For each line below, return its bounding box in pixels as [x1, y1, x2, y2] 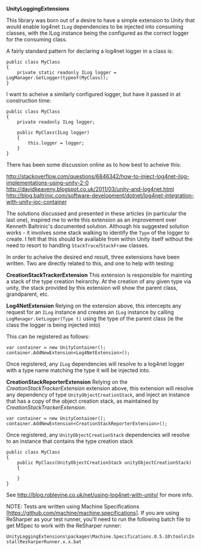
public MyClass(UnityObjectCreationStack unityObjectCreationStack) [17, 460, 192, 466]
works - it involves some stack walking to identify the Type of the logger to [6, 229, 190, 236]
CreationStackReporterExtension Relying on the [6, 378, 128, 385]
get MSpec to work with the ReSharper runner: [6, 522, 122, 529]
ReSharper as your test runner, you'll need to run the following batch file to [6, 516, 191, 523]
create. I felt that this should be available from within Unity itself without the [6, 235, 193, 242]
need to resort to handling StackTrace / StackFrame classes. [6, 242, 149, 248]
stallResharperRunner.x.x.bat [6, 539, 82, 545]
